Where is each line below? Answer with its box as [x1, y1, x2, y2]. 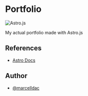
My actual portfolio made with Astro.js [5, 29, 83, 35]
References [5, 44, 42, 53]
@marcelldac [12, 85, 40, 91]
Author [5, 72, 27, 80]
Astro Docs [12, 57, 36, 63]
